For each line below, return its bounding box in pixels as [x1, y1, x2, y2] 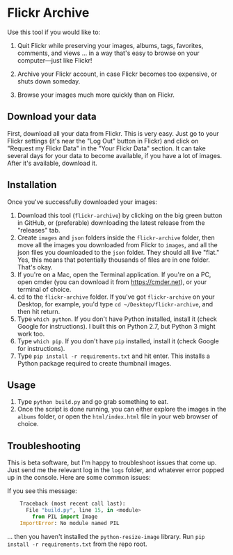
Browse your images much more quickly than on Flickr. [17, 91, 175, 99]
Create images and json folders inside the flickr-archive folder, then [17, 233, 215, 242]
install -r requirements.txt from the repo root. [7, 540, 147, 548]
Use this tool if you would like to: [7, 28, 101, 36]
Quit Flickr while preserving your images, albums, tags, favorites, [17, 41, 204, 49]
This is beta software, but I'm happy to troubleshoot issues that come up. [7, 458, 217, 467]
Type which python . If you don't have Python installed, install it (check [17, 315, 217, 323]
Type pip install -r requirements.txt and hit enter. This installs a [17, 352, 211, 360]
